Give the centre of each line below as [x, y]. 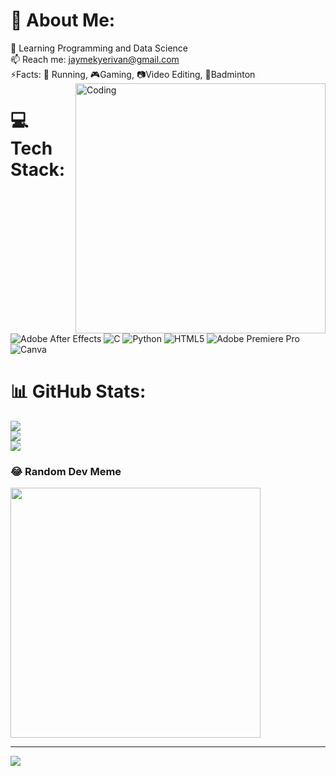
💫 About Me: [63, 20]
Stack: [38, 170]
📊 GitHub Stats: [78, 391]
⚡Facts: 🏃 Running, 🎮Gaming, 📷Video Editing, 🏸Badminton [133, 74]
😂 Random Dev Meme [66, 471]
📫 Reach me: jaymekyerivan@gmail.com [95, 59]
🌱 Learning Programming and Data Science [99, 48]
